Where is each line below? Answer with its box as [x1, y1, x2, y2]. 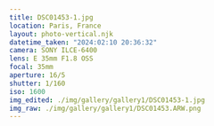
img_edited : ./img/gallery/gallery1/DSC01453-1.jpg [9, 95, 205, 105]
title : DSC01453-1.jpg [9, 12, 94, 22]
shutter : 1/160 [9, 79, 66, 88]
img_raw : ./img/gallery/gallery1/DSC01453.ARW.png [9, 104, 202, 113]
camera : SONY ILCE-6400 [9, 46, 98, 55]
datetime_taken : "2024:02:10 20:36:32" [9, 37, 158, 47]
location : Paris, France [9, 21, 102, 30]
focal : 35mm [9, 63, 53, 72]
